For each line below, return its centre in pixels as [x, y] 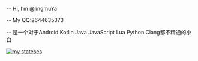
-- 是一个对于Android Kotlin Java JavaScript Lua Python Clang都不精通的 [96, 32]
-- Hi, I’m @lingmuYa [32, 9]
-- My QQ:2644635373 [35, 20]
